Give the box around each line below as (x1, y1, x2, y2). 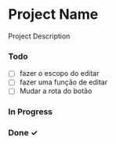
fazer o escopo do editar (19, 69, 100, 78)
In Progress (8, 106, 53, 117)
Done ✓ (8, 128, 38, 139)
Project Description (8, 31, 71, 41)
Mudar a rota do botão (19, 86, 92, 95)
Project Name (8, 5, 99, 23)
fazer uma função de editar (19, 77, 108, 87)
